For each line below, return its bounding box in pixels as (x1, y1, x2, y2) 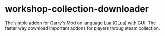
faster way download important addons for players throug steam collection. (5, 25, 160, 31)
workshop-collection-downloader (5, 3, 149, 15)
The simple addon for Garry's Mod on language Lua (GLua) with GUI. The (5, 20, 156, 26)
